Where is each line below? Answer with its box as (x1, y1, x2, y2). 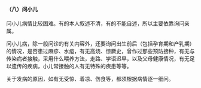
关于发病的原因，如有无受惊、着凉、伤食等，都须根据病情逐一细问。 (6, 75, 174, 83)
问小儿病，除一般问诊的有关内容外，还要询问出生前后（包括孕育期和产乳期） (6, 40, 195, 47)
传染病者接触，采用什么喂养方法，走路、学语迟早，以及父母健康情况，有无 (6, 55, 190, 62)
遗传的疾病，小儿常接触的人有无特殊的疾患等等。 (11, 63, 132, 70)
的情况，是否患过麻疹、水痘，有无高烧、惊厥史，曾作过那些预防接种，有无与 (6, 48, 195, 55)
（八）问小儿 (6, 5, 38, 13)
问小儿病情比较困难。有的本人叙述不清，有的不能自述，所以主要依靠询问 (6, 20, 184, 27)
